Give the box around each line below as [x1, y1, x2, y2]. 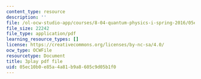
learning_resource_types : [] [6, 36, 79, 42]
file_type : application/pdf [6, 31, 77, 37]
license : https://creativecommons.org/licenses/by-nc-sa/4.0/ [6, 42, 165, 48]
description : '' [6, 14, 47, 20]
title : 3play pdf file [6, 58, 63, 64]
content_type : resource [6, 8, 66, 15]
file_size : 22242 [6, 25, 50, 31]
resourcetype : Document [6, 53, 66, 59]
